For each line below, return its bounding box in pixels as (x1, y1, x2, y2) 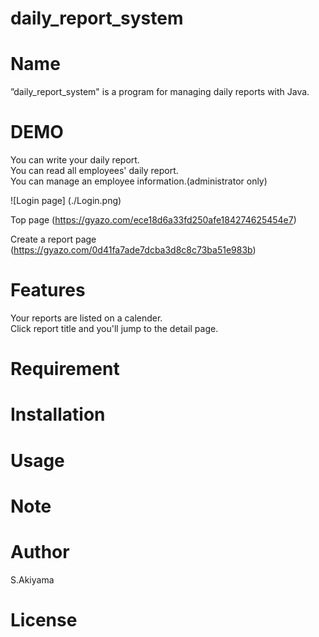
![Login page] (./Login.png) (10, 195, 122, 207)
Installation (10, 403, 106, 426)
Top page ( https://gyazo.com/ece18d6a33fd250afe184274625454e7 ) (10, 214, 297, 226)
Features (10, 279, 86, 302)
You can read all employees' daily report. (10, 165, 179, 177)
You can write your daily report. (10, 154, 140, 166)
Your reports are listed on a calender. (10, 312, 163, 324)
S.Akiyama (10, 573, 55, 586)
